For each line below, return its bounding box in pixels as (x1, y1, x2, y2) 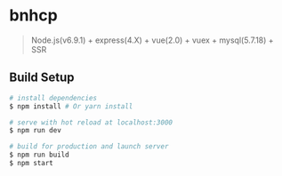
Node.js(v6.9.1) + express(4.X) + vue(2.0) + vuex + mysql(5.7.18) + (30, 35, 274, 45)
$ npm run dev (9, 126, 62, 135)
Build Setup (9, 70, 75, 85)
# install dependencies (9, 93, 98, 102)
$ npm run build (9, 150, 69, 160)
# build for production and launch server (9, 142, 169, 151)
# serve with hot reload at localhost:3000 (9, 117, 173, 127)
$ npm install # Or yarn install (9, 101, 133, 111)
